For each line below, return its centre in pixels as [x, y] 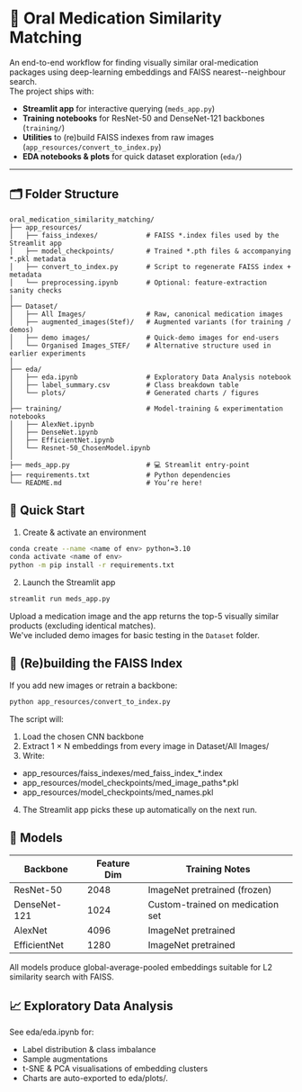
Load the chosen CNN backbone [83, 736]
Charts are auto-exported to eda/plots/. [95, 1078]
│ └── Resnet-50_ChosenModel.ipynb [80, 448]
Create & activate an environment [84, 532]
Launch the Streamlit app [69, 582]
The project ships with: [52, 91]
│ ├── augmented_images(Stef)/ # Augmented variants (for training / [151, 322]
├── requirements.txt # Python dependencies [120, 475]
